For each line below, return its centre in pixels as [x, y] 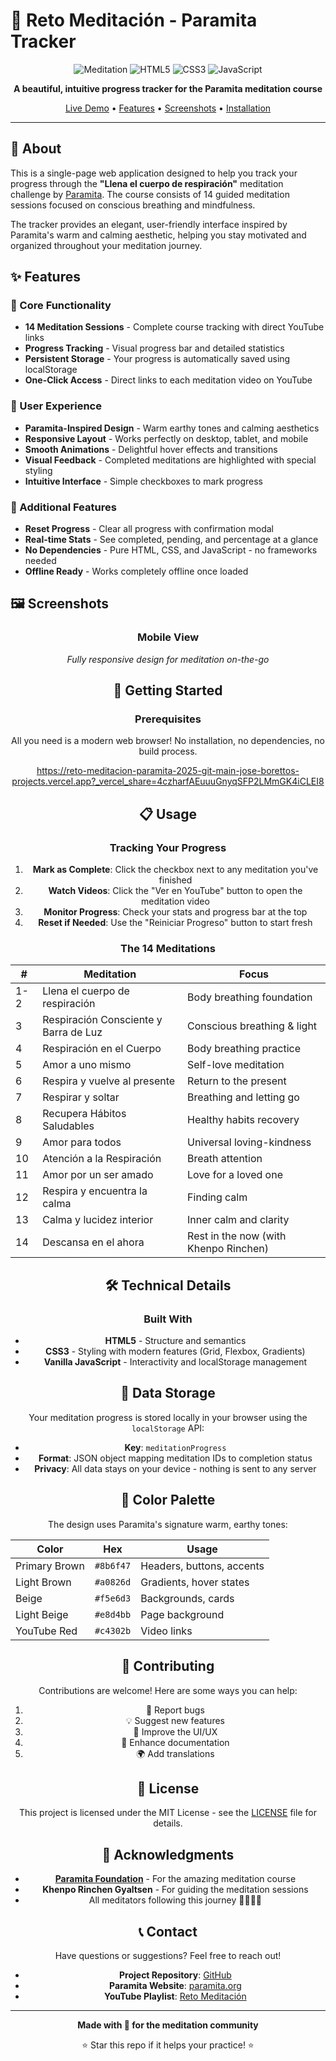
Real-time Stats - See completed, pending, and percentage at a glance [171, 540]
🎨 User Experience [56, 406]
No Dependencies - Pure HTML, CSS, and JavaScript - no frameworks [171, 550]
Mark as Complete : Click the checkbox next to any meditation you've [175, 870]
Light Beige [42, 1614]
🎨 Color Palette [168, 1500]
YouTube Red [46, 1631]
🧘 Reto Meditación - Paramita [134, 20]
